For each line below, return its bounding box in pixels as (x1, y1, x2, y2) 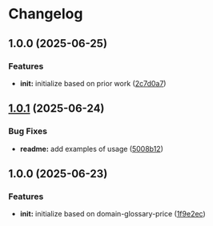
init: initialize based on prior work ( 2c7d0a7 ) (19, 78, 167, 88)
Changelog (8, 5, 83, 23)
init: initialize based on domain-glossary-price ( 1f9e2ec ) (19, 209, 206, 219)
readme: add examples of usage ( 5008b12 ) (19, 144, 164, 153)
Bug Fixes (8, 125, 48, 137)
